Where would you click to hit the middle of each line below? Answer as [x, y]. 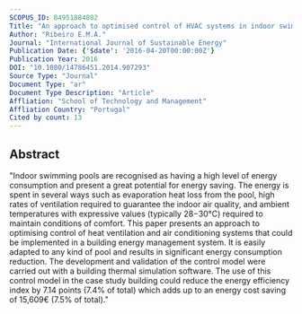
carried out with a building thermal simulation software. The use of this [140, 271]
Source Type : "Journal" [54, 76]
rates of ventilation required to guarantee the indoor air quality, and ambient [150, 204]
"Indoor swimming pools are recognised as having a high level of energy [143, 175]
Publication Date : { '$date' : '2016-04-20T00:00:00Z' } [112, 51]
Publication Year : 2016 [54, 59]
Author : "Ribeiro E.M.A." [58, 34]
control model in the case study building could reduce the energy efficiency [150, 280]
